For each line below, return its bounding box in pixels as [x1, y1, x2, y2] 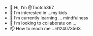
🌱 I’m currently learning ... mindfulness [9, 15, 89, 20]
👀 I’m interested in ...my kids [9, 10, 67, 16]
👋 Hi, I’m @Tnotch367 [9, 5, 54, 10]
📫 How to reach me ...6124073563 [9, 26, 81, 31]
